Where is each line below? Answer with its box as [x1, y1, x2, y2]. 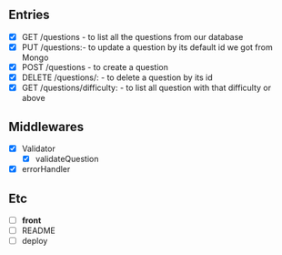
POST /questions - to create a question [21, 61, 169, 72]
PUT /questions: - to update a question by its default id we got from [21, 41, 274, 53]
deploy [21, 236, 48, 247]
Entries [8, 7, 51, 23]
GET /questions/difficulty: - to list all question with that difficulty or [21, 82, 272, 94]
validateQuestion [35, 154, 99, 164]
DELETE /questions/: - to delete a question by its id [21, 72, 213, 83]
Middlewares [8, 118, 84, 135]
